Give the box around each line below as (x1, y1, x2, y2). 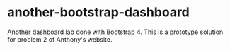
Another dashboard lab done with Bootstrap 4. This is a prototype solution (7, 28, 224, 36)
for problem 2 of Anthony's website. (7, 35, 113, 43)
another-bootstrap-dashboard (7, 4, 190, 21)
